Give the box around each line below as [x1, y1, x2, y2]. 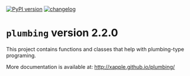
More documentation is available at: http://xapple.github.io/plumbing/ [6, 63, 175, 70]
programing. [6, 52, 37, 59]
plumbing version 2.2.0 [6, 27, 118, 39]
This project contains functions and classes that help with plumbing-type [6, 45, 185, 52]
